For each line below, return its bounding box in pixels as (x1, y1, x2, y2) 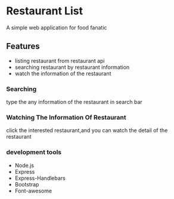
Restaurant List (6, 4, 83, 18)
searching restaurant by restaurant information (14, 63, 130, 71)
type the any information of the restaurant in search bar (6, 99, 143, 106)
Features (6, 41, 40, 51)
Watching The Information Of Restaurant (6, 113, 126, 121)
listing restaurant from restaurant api (14, 57, 105, 64)
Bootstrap (14, 180, 39, 188)
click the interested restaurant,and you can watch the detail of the (6, 127, 168, 134)
